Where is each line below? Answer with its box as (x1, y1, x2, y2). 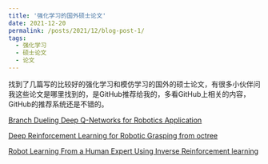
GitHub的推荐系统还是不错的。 (8, 99, 109, 109)
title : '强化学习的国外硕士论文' (8, 11, 106, 20)
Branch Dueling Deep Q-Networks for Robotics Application (8, 115, 202, 125)
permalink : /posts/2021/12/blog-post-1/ (8, 26, 146, 34)
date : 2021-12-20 (8, 19, 66, 27)
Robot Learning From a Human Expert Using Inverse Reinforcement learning (8, 146, 258, 156)
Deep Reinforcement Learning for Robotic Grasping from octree (8, 130, 218, 140)
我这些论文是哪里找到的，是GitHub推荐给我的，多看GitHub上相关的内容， (8, 89, 250, 98)
